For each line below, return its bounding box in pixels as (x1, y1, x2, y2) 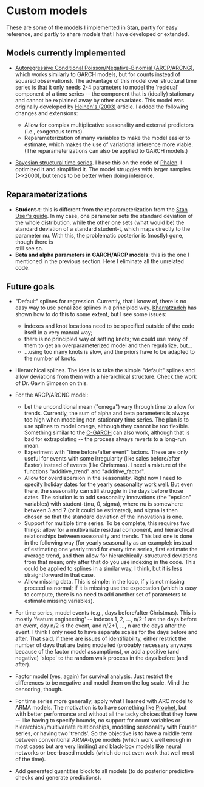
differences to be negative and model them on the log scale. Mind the (15, 679, 189, 686)
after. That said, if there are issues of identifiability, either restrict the (15, 635, 187, 643)
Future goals (6, 281, 55, 292)
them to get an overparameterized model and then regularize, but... (24, 342, 192, 349)
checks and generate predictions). (15, 774, 101, 782)
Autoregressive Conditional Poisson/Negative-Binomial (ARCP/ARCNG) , (15, 64, 195, 71)
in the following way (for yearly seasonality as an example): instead (24, 539, 192, 546)
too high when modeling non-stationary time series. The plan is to (24, 416, 189, 423)
